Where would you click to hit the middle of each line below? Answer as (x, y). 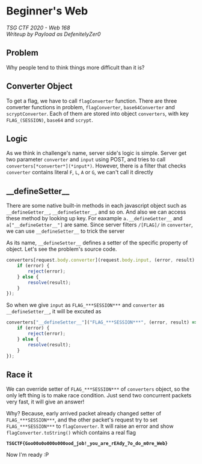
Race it (20, 374)
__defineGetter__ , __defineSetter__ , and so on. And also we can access (96, 212)
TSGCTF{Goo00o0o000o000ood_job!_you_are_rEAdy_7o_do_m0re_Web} (87, 444)
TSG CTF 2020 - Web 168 (38, 28)
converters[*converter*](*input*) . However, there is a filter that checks (96, 166)
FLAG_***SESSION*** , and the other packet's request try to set (82, 420)
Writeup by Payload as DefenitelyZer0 (54, 34)
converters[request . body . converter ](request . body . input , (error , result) (101, 260)
